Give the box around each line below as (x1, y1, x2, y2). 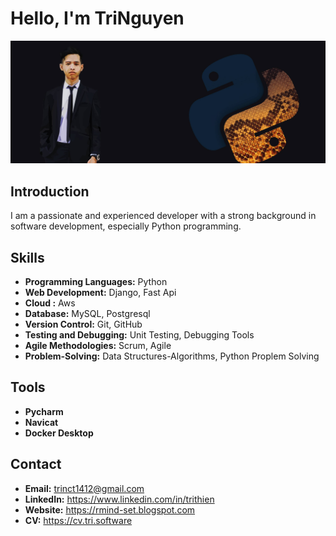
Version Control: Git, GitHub (24, 318, 143, 330)
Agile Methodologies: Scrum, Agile (24, 339, 172, 351)
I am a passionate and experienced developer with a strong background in (10, 210, 317, 222)
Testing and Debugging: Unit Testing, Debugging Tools (24, 328, 255, 341)
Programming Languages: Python (24, 275, 168, 287)
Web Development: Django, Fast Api (24, 286, 177, 298)
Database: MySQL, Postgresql (24, 307, 151, 319)
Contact (10, 456, 62, 473)
